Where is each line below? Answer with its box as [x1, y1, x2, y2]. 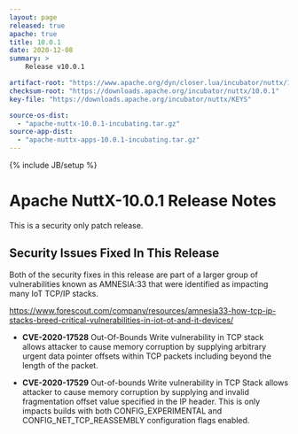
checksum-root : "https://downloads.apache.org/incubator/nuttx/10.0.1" [9, 86, 279, 96]
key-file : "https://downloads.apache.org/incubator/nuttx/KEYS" [9, 95, 252, 104]
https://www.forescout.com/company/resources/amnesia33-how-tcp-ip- [9, 305, 277, 315]
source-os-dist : [9, 111, 69, 120]
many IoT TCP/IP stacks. [9, 288, 99, 298]
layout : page [9, 12, 58, 22]
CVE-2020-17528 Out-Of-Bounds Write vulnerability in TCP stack [21, 331, 264, 342]
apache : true [9, 29, 58, 38]
